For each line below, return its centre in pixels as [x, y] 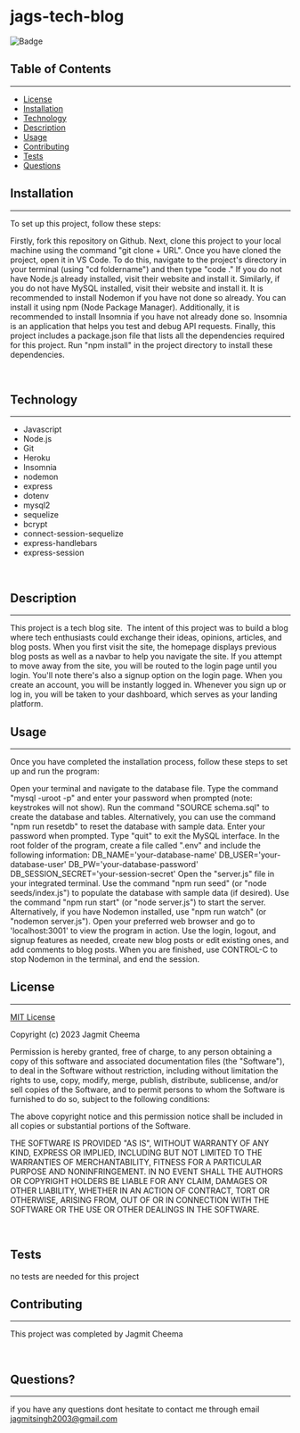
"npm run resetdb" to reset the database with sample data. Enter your [138, 826]
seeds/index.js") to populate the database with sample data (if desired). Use [150, 893]
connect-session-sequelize [73, 534]
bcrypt [35, 525]
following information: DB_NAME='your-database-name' [114, 855]
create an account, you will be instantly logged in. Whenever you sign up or [149, 685]
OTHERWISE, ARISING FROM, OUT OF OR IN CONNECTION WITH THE [140, 1200]
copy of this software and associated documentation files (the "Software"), [148, 1061]
